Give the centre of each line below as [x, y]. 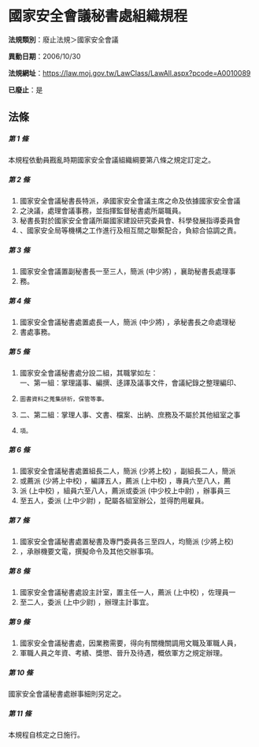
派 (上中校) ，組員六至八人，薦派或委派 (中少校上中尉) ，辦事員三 [125, 491]
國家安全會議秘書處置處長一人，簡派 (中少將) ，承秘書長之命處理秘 [128, 322]
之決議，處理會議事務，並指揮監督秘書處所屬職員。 [102, 211]
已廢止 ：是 [26, 90]
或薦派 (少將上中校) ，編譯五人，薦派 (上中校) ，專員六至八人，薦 [125, 481]
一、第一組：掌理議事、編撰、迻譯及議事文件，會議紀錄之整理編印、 [130, 383]
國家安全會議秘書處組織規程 [98, 16]
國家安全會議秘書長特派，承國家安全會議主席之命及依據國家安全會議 [130, 201]
